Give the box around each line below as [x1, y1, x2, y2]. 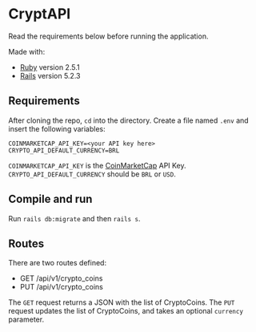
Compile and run [8, 192, 93, 206]
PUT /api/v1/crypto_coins [19, 282, 104, 292]
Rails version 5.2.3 [19, 71, 81, 80]
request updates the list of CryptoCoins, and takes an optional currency [8, 306, 244, 316]
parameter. [8, 314, 45, 325]
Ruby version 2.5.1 [19, 62, 80, 72]
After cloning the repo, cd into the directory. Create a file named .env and [8, 115, 250, 125]
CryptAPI [8, 5, 71, 23]
